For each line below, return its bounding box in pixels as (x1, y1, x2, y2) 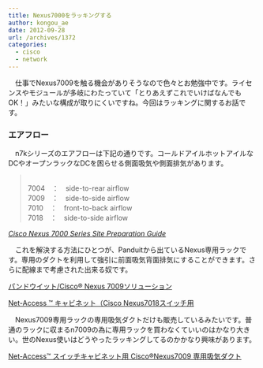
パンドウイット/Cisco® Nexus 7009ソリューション (8, 281, 172, 292)
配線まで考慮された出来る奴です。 (21, 265, 133, 274)
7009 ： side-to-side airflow (27, 194, 130, 203)
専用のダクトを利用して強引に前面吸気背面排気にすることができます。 (21, 255, 249, 265)
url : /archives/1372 (8, 33, 77, 42)
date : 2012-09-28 (8, 26, 66, 34)
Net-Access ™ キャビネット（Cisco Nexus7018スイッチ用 (8, 299, 194, 308)
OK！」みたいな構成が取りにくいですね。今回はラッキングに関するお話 (8, 98, 239, 107)
